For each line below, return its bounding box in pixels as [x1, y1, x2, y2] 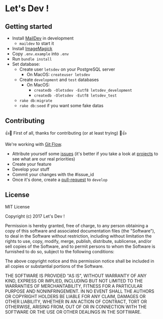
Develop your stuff [12, 166, 50, 172]
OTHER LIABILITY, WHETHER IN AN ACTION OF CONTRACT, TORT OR [5, 299, 147, 304]
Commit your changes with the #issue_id [12, 171, 94, 177]
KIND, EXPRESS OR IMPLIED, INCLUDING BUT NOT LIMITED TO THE [5, 278, 143, 283]
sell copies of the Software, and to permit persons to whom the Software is [5, 243, 156, 249]
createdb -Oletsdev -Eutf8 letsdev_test [34, 93, 117, 98]
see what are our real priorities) [12, 156, 75, 161]
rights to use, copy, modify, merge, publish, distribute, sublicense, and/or [5, 238, 152, 244]
